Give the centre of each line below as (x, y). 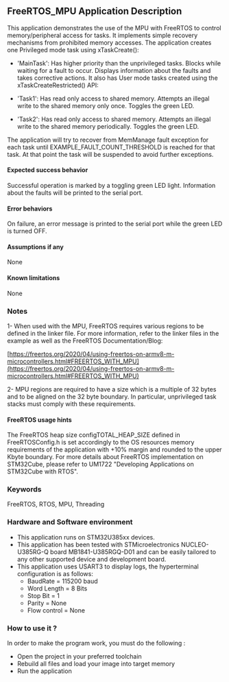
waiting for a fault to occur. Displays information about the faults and (114, 70)
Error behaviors (30, 209)
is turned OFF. (27, 231)
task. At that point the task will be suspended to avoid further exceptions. (110, 154)
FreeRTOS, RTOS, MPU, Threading (56, 504)
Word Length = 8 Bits (57, 588)
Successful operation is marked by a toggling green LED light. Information (111, 186)
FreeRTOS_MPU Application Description (95, 11)
